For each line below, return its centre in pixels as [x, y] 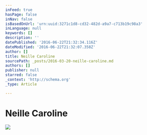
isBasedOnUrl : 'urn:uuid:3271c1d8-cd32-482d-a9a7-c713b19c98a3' [74, 24]
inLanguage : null [23, 28]
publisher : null [22, 70]
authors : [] [18, 65]
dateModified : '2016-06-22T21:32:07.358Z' [50, 47]
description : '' [22, 38]
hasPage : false [21, 14]
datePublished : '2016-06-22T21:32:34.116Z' [52, 42]
